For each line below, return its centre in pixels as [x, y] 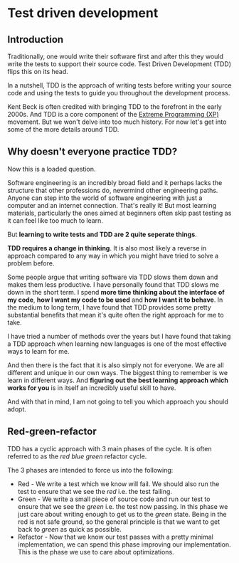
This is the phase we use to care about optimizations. [96, 552]
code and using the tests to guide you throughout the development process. [119, 93]
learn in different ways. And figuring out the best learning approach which [118, 380]
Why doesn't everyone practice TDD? [92, 152]
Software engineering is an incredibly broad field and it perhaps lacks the [115, 182]
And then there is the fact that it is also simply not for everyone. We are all [116, 365]
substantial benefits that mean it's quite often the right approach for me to [116, 315]
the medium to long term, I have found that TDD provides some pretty [109, 307]
